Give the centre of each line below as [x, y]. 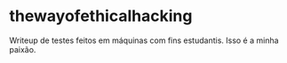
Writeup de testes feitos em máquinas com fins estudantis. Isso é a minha [144, 40]
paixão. [23, 49]
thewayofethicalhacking [101, 16]
